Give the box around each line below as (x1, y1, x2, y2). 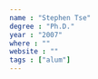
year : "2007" (9, 30, 64, 39)
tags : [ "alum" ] (9, 55, 71, 64)
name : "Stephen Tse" (9, 13, 92, 23)
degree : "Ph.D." (9, 22, 75, 31)
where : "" (9, 38, 51, 48)
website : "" (9, 47, 59, 56)
